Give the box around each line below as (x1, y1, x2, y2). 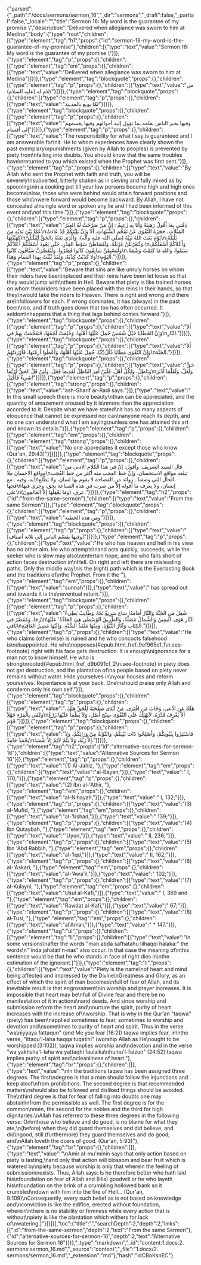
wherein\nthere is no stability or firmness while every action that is (7, 1208, 171, 1214)
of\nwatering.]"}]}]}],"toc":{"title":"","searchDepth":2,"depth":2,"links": (7, 1220, 180, 1227)
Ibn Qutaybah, (7, 826, 42, 833)
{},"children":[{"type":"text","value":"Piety (7, 966, 109, 972)
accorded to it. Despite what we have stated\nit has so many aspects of (7, 406, 183, 412)
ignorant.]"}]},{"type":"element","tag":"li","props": (49, 959, 172, 966)
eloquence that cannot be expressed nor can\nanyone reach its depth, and (7, 412, 190, 419)
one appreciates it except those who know (73, 444, 178, 451)
